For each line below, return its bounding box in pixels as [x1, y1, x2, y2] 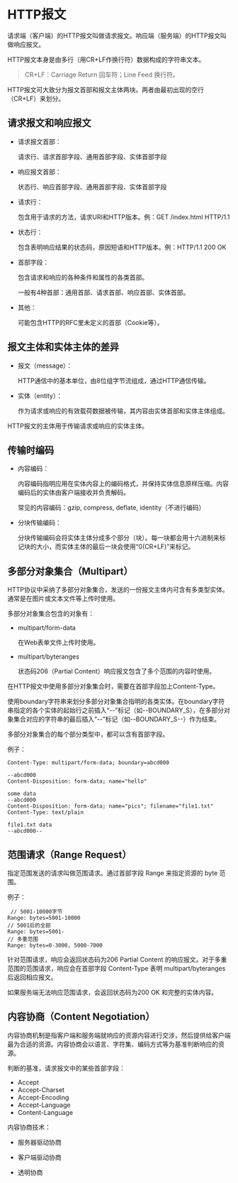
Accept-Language [17, 1101, 71, 1109]
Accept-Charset [17, 1085, 65, 1094]
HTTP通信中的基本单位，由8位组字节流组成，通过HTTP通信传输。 [17, 376, 210, 385]
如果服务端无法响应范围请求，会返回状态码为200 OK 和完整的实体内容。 [7, 988, 218, 996]
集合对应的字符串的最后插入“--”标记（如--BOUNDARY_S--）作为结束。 [13, 715, 221, 724]
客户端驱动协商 [17, 1152, 62, 1161]
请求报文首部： [17, 137, 62, 145]
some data [7, 791, 37, 798]
